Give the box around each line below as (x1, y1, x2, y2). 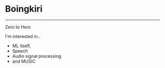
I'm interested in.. (5, 33, 40, 39)
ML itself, (12, 43, 31, 49)
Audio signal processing (12, 53, 61, 59)
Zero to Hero (5, 24, 31, 30)
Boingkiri (5, 3, 43, 15)
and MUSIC (12, 58, 36, 64)
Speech (12, 48, 28, 54)
